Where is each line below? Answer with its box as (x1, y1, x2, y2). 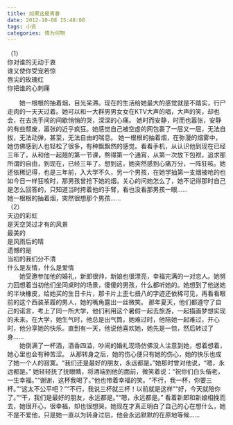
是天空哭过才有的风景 (7, 220, 68, 229)
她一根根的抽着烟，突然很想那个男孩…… (7, 194, 121, 202)
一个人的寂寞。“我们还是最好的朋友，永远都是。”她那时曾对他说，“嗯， (19, 358, 219, 367)
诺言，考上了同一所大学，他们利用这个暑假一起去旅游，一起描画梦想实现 (19, 306, 226, 315)
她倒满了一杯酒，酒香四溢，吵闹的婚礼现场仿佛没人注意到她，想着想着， (19, 341, 226, 350)
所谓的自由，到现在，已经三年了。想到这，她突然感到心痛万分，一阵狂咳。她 (7, 159, 226, 168)
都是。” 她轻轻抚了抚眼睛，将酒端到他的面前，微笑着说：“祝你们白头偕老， (12, 367, 224, 376)
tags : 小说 (7, 23, 37, 30)
